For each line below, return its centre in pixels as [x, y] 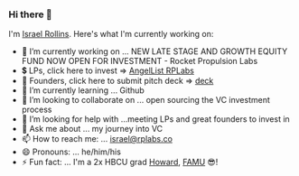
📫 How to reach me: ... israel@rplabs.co [97, 139]
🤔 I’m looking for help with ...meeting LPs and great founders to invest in [155, 119]
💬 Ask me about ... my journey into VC [92, 129]
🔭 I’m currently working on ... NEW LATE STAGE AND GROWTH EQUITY [154, 51]
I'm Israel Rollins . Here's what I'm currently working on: [111, 34]
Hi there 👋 [31, 14]
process [37, 110]
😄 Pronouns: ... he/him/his [71, 152]
